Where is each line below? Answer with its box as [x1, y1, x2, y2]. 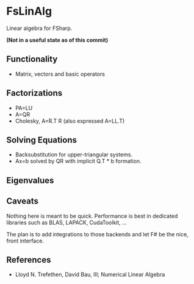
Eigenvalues [6, 175, 54, 186]
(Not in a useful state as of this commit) [6, 36, 109, 43]
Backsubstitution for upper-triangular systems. [15, 151, 133, 158]
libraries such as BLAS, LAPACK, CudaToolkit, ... [6, 219, 127, 226]
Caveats [6, 196, 38, 206]
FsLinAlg [6, 4, 52, 18]
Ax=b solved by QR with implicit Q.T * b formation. [15, 158, 142, 165]
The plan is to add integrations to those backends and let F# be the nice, [6, 230, 189, 238]
